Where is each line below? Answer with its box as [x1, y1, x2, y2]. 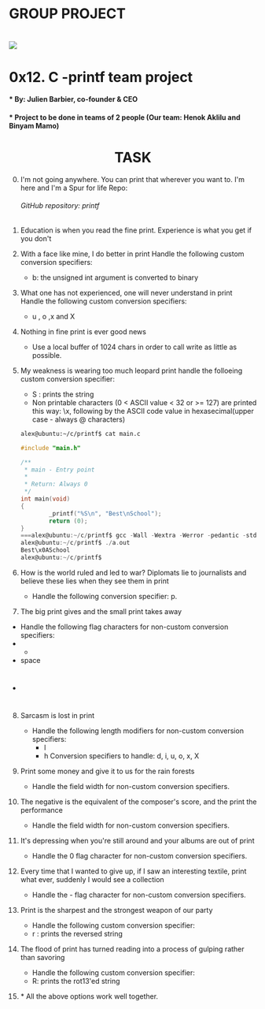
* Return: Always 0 [24, 480, 88, 489]
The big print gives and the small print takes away [20, 606, 182, 616]
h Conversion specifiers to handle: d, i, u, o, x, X [43, 751, 200, 761]
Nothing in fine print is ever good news [20, 326, 146, 336]
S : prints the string [31, 389, 94, 399]
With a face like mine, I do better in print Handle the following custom [20, 249, 245, 259]
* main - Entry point [24, 466, 95, 474]
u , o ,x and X [31, 311, 75, 321]
